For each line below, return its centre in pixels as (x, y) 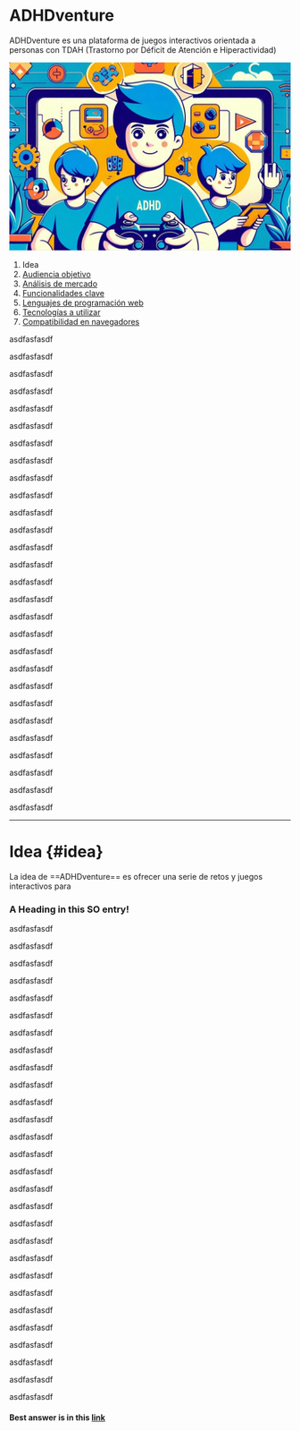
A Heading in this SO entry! (69, 909)
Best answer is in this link (57, 1417)
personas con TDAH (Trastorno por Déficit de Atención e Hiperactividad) (143, 49)
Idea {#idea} (57, 852)
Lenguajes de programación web (83, 303)
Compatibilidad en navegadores (81, 322)
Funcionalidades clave (63, 294)
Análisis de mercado (60, 284)
